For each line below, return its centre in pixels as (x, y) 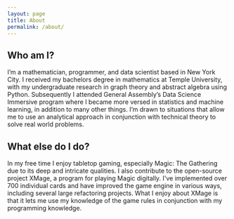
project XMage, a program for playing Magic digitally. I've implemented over (117, 178)
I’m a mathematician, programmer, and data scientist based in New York (111, 72)
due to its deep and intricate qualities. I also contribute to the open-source (115, 171)
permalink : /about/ (36, 27)
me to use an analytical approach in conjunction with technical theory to (112, 117)
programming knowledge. (45, 208)
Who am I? (31, 55)
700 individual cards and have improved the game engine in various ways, (115, 186)
